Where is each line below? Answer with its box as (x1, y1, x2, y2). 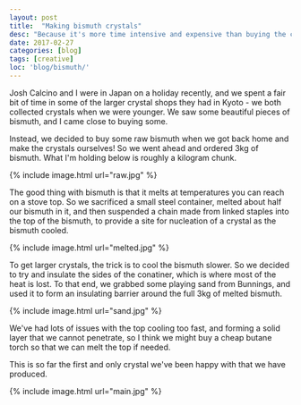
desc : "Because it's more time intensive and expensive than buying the (9, 30, 287, 38)
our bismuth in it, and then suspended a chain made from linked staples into (9, 206, 289, 216)
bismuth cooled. (9, 224, 69, 235)
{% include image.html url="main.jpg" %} (9, 385, 162, 396)
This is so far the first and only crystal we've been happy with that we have (9, 359, 287, 369)
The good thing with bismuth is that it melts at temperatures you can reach (9, 187, 285, 198)
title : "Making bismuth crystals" (9, 21, 142, 30)
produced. (9, 368, 47, 379)
